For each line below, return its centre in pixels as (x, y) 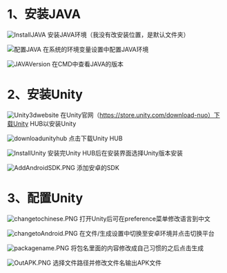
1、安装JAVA (44, 14)
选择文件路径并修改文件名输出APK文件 (107, 263)
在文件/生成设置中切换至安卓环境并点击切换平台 (147, 233)
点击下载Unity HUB (96, 138)
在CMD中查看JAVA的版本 (88, 64)
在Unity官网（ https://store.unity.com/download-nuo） (137, 115)
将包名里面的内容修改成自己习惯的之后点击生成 (137, 248)
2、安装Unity (45, 95)
